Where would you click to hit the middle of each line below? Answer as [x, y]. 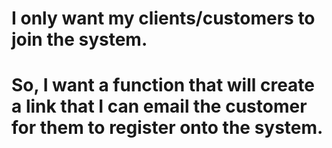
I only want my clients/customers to [163, 18]
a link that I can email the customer [159, 106]
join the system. [79, 39]
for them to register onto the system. [167, 128]
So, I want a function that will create [163, 85]
